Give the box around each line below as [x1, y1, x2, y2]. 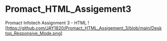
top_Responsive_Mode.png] [5, 30, 63, 36]
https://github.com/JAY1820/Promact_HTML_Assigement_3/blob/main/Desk [6, 25, 162, 31]
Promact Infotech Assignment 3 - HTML [5, 20, 87, 26]
